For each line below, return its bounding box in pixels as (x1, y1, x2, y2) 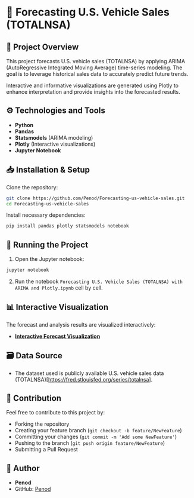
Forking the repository (14, 420, 70, 428)
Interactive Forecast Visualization (14, 333, 101, 340)
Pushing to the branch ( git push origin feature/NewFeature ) (14, 439, 165, 447)
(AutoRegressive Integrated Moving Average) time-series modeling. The (6, 64, 183, 71)
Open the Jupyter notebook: (14, 256, 85, 263)
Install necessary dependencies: (6, 211, 86, 219)
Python (14, 121, 34, 128)
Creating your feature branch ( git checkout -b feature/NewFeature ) (14, 427, 183, 434)
